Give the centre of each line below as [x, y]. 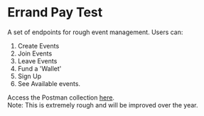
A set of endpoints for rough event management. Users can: [95, 32]
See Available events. [49, 83]
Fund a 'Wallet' [39, 68]
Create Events [38, 46]
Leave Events [37, 60]
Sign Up [29, 76]
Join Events [35, 53]
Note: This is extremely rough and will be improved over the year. [103, 105]
